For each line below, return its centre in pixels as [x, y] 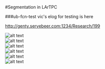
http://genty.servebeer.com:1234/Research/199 [53, 26]
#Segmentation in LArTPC [31, 7]
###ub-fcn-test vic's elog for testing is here [49, 16]
